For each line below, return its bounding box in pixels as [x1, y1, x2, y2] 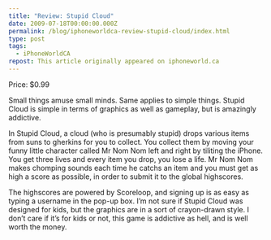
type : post [8, 34, 45, 43]
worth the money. [8, 221, 67, 232]
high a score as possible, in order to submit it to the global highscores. [8, 172, 243, 181]
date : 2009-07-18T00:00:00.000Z [8, 20, 118, 28]
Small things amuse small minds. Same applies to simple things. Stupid [8, 95, 245, 105]
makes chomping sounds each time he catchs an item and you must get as [8, 163, 259, 172]
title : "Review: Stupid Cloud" [8, 11, 114, 20]
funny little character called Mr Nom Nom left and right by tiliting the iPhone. [8, 146, 264, 155]
